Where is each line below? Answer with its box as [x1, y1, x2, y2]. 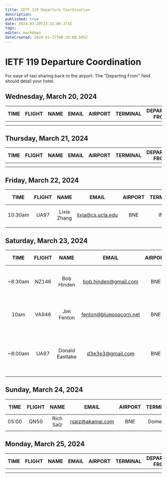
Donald [58, 347, 76, 354]
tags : [5, 26, 16, 31]
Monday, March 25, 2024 [5, 440, 85, 448]
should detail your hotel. [5, 78, 55, 84]
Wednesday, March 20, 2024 [5, 92, 97, 101]
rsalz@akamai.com [70, 418, 114, 425]
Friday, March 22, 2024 [5, 176, 79, 184]
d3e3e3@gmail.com [86, 350, 135, 357]
